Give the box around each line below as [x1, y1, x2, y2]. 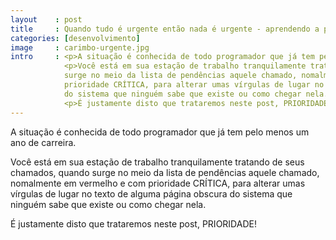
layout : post [10, 14, 83, 25]
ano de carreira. [10, 136, 77, 148]
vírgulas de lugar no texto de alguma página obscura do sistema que [10, 187, 293, 200]
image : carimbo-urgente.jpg [10, 42, 150, 53]
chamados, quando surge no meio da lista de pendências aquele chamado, [10, 166, 320, 178]
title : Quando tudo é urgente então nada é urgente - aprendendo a [10, 24, 320, 34]
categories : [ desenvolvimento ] [10, 33, 141, 43]
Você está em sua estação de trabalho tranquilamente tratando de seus [10, 156, 305, 168]
